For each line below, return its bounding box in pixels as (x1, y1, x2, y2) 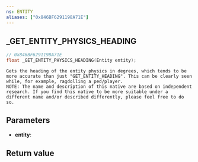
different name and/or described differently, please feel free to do (6, 94, 184, 100)
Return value (6, 148, 55, 158)
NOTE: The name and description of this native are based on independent (6, 84, 193, 90)
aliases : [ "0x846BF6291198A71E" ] (6, 14, 89, 20)
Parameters (6, 115, 50, 125)
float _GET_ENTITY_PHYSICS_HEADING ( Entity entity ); (6, 58, 136, 63)
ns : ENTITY (6, 8, 33, 15)
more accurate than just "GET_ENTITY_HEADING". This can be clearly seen (6, 74, 193, 80)
